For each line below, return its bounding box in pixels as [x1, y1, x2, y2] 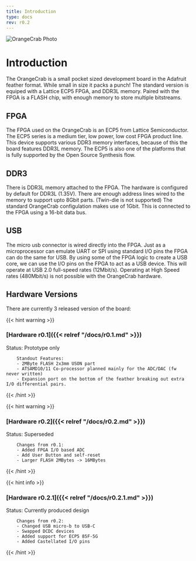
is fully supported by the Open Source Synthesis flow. [6, 152, 136, 159]
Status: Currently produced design [6, 507, 90, 514]
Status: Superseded [6, 431, 54, 438]
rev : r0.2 [6, 19, 30, 25]
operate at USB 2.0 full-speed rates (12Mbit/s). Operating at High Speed [6, 266, 180, 273]
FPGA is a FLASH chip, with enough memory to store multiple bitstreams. [6, 94, 183, 101]
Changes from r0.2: [16, 518, 64, 524]
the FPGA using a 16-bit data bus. [6, 208, 87, 215]
